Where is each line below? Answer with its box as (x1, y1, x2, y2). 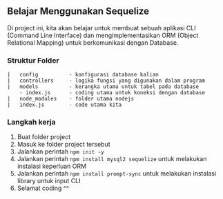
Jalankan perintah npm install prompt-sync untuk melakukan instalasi (17, 169, 217, 178)
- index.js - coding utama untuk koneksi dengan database (19, 90, 206, 96)
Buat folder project (17, 133, 71, 141)
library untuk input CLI (17, 177, 81, 185)
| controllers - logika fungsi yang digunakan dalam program (7, 77, 206, 85)
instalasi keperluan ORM (17, 162, 87, 171)
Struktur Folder (7, 55, 60, 65)
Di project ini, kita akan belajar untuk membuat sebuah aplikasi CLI (7, 23, 196, 32)
